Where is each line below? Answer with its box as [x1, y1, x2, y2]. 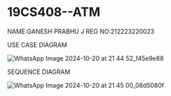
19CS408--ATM [7, 4, 101, 20]
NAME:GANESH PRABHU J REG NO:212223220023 [7, 27, 155, 35]
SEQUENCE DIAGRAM [7, 67, 71, 76]
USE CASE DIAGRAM [7, 40, 67, 49]
